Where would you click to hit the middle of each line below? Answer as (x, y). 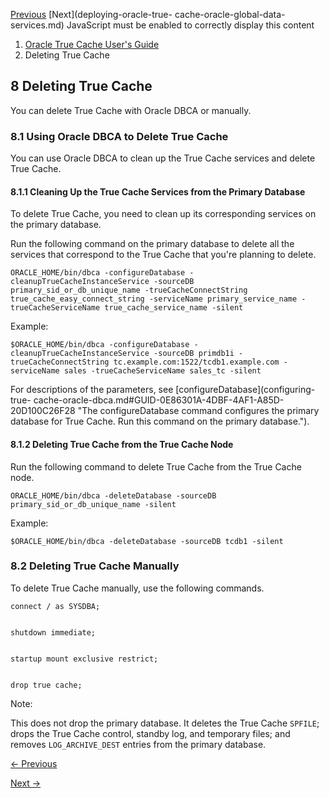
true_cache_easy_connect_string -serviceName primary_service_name (154, 299)
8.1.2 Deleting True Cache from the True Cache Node (122, 444)
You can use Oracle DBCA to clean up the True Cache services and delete (163, 158)
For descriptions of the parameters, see (92, 390)
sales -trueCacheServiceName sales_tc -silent (162, 371)
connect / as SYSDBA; (55, 606)
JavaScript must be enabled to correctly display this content (190, 25)
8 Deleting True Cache (81, 86)
